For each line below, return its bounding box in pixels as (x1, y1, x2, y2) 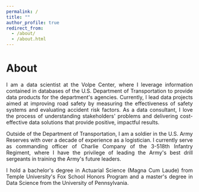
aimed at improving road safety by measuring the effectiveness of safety (6, 100, 193, 107)
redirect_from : (6, 25, 44, 31)
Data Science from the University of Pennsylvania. (6, 179, 129, 186)
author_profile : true (6, 19, 60, 25)
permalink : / (6, 8, 38, 15)
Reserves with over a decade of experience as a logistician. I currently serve (6, 136, 193, 144)
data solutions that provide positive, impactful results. (28, 119, 160, 126)
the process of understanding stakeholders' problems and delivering (6, 112, 178, 119)
